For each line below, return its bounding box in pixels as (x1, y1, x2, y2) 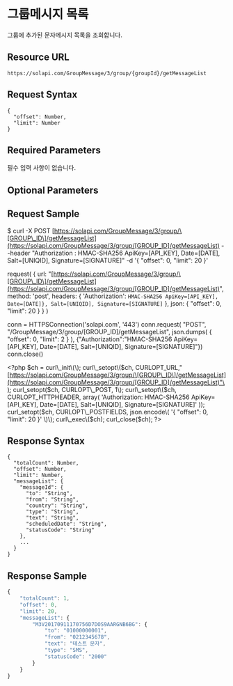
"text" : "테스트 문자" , (44, 640, 106, 648)
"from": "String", (25, 496, 79, 504)
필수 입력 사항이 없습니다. (7, 164, 77, 172)
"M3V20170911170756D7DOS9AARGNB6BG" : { (32, 621, 148, 627)
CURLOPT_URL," (135, 363, 183, 371)
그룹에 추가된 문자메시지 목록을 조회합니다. (7, 31, 123, 39)
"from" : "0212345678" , (44, 634, 111, 641)
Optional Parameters (7, 184, 99, 196)
